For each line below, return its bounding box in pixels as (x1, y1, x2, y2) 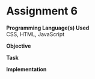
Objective (6, 42, 31, 49)
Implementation (6, 65, 47, 73)
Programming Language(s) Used (6, 24, 90, 31)
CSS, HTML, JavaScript (6, 30, 65, 37)
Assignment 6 (6, 4, 78, 18)
